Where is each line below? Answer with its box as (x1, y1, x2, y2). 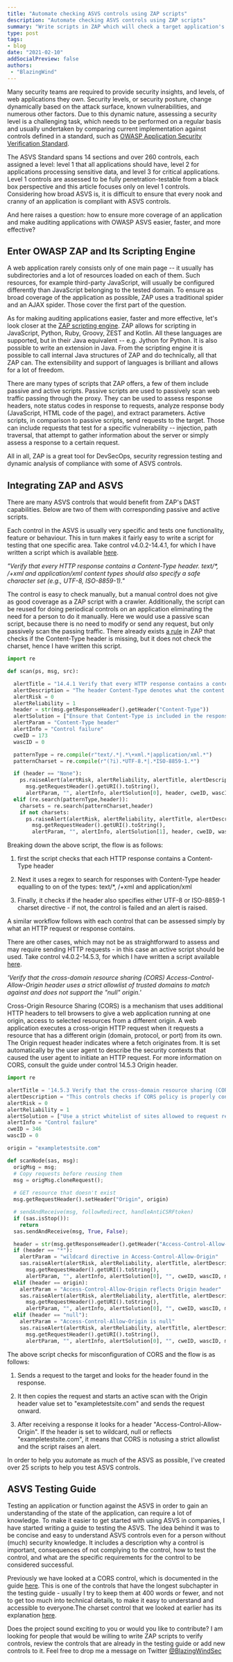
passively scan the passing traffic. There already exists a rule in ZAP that (7, 627, 216, 636)
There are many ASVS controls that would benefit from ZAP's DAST (7, 498, 200, 506)
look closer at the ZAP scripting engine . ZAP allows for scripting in (7, 321, 196, 330)
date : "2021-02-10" (7, 49, 64, 56)
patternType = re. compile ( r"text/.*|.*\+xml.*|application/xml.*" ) (13, 751, 213, 758)
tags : (7, 36, 23, 43)
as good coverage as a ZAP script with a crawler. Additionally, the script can (7, 597, 225, 606)
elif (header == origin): (13, 1279, 89, 1286)
